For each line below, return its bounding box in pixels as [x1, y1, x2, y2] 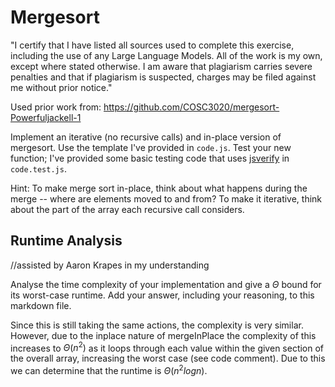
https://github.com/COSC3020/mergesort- [103, 101, 280, 113]
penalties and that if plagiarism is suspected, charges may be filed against [10, 71, 317, 83]
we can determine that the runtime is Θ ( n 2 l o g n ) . [10, 363, 208, 377]
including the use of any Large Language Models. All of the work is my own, [10, 49, 323, 61]
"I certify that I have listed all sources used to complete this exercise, [10, 39, 295, 51]
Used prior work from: [10, 101, 102, 113]
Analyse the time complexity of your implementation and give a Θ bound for [10, 278, 322, 290]
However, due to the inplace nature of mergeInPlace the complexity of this [10, 329, 317, 341]
